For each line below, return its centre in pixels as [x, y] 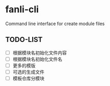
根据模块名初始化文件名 [37, 59]
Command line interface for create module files [55, 24]
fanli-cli [22, 9]
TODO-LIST [24, 40]
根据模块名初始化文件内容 [40, 53]
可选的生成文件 [28, 72]
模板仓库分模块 [28, 78]
